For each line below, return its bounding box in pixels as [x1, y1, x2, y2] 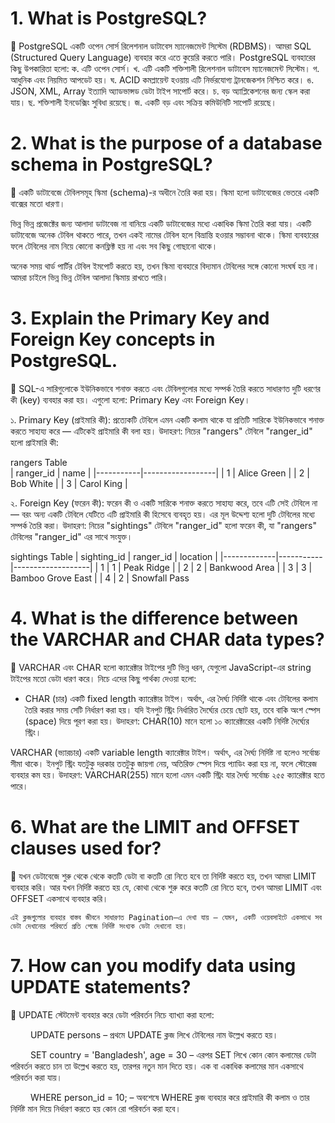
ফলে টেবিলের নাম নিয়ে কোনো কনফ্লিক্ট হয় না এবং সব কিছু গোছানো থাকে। [10, 240, 218, 252]
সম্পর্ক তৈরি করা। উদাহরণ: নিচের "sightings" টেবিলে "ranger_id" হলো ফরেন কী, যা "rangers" [10, 519, 318, 531]
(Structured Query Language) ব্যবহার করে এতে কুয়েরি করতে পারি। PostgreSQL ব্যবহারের [10, 51, 316, 63]
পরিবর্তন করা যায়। [10, 1071, 63, 1083]
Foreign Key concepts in [10, 328, 216, 351]
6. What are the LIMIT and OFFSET [10, 815, 300, 838]
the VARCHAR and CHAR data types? [10, 628, 325, 651]
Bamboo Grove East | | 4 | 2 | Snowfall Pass [10, 572, 190, 584]
